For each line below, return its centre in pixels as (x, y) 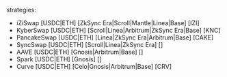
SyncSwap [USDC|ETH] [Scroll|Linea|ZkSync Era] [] (90, 45)
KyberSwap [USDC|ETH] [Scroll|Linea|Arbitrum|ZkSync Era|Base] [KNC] (118, 30)
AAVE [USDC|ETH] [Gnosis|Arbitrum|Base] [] (80, 52)
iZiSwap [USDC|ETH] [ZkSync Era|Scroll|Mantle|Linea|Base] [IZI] (108, 23)
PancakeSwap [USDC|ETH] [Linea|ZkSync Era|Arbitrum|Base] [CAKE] (115, 37)
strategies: (22, 10)
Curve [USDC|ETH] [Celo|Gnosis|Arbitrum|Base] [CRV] (94, 66)
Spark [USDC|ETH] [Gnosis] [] (59, 59)
